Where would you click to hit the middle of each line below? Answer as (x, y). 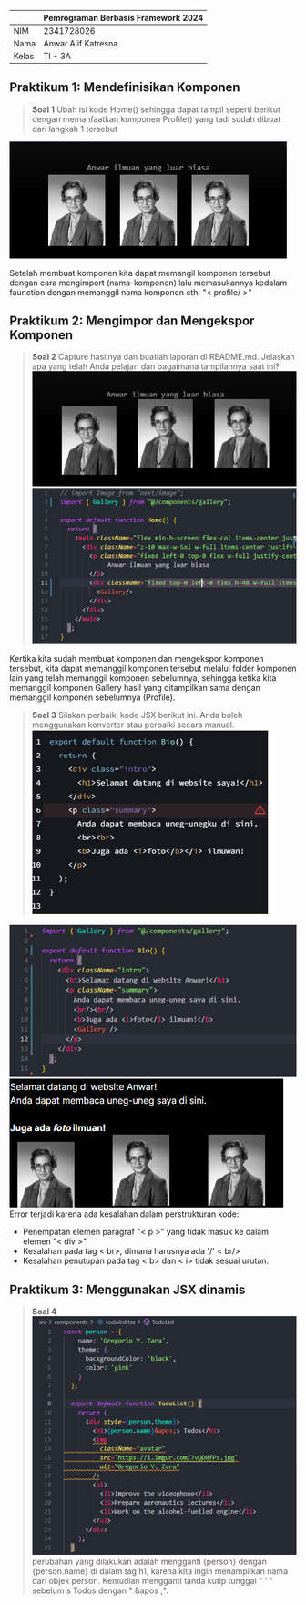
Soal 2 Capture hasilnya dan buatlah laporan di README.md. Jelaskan (163, 357)
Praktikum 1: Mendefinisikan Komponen (125, 87)
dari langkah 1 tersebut (75, 129)
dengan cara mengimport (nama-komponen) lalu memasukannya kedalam (148, 283)
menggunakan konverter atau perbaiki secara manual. (133, 725)
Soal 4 (44, 1312)
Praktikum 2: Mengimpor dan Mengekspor (132, 320)
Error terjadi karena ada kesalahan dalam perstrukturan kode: (124, 1214)
